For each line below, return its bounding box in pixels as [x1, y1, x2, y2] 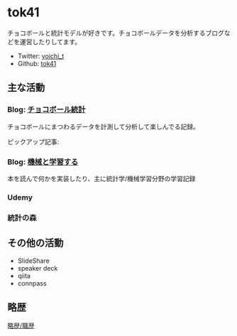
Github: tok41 [17, 59, 57, 67]
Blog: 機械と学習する [7, 157, 79, 167]
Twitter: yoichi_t [17, 51, 65, 60]
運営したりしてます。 [19, 37, 82, 46]
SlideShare [17, 256, 50, 265]
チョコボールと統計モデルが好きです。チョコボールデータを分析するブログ [7, 28, 225, 37]
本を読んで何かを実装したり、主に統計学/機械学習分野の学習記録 [7, 174, 196, 183]
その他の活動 [7, 237, 64, 249]
